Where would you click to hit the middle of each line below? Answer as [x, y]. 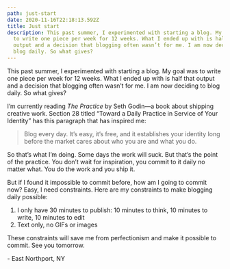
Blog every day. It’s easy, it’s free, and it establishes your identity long [122, 133]
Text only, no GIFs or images [57, 225]
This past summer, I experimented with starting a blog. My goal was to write [114, 71]
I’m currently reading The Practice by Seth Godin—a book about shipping [111, 106]
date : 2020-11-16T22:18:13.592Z [53, 20]
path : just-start [32, 13]
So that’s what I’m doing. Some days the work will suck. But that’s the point [113, 154]
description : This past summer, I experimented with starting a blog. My [115, 33]
